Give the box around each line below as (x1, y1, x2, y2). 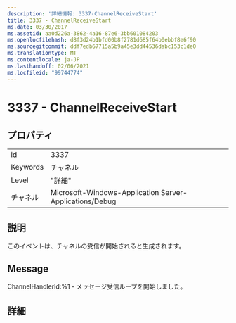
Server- (160, 187, 188, 197)
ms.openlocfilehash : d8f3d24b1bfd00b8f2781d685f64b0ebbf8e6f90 (7, 37, 197, 44)
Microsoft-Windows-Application (50, 187, 159, 197)
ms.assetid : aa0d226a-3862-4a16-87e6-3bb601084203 (7, 30, 159, 37)
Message (7, 262, 49, 274)
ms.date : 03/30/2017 (7, 23, 68, 30)
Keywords (11, 162, 44, 172)
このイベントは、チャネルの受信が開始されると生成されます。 (7, 242, 185, 251)
